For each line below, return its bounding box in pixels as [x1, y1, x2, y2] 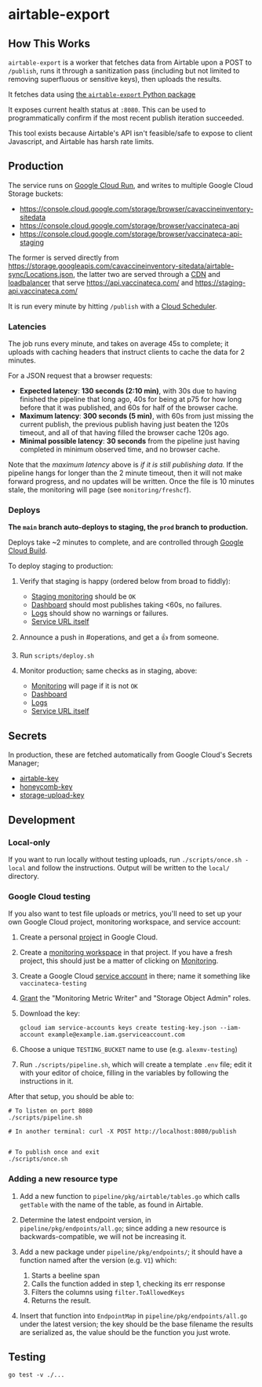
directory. [8, 871, 39, 880]
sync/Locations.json [8, 269, 74, 279]
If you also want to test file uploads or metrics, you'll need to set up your [8, 909, 242, 918]
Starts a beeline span [31, 1271, 100, 1280]
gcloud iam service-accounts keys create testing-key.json [19, 1024, 217, 1032]
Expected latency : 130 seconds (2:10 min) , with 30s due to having [19, 386, 237, 396]
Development [8, 813, 76, 827]
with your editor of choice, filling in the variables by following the [19, 1068, 229, 1078]
